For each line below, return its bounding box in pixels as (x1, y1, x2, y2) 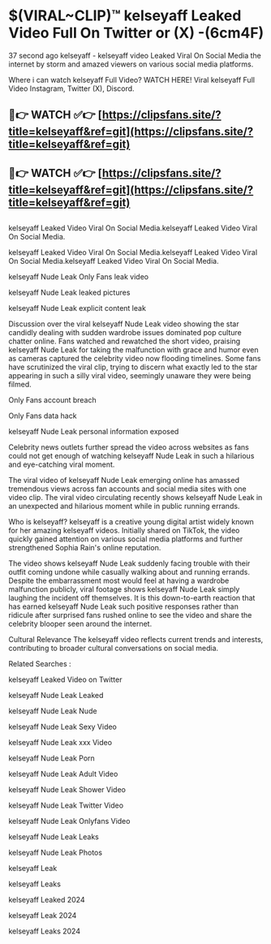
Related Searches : (8, 659, 71, 669)
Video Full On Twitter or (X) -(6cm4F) (8, 24, 265, 42)
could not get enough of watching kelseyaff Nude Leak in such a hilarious (8, 451, 255, 461)
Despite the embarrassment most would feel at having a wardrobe (8, 575, 230, 586)
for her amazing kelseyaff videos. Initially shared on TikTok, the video (8, 526, 240, 536)
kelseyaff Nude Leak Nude (8, 706, 97, 716)
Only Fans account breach (8, 395, 97, 405)
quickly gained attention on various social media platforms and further (8, 534, 243, 544)
